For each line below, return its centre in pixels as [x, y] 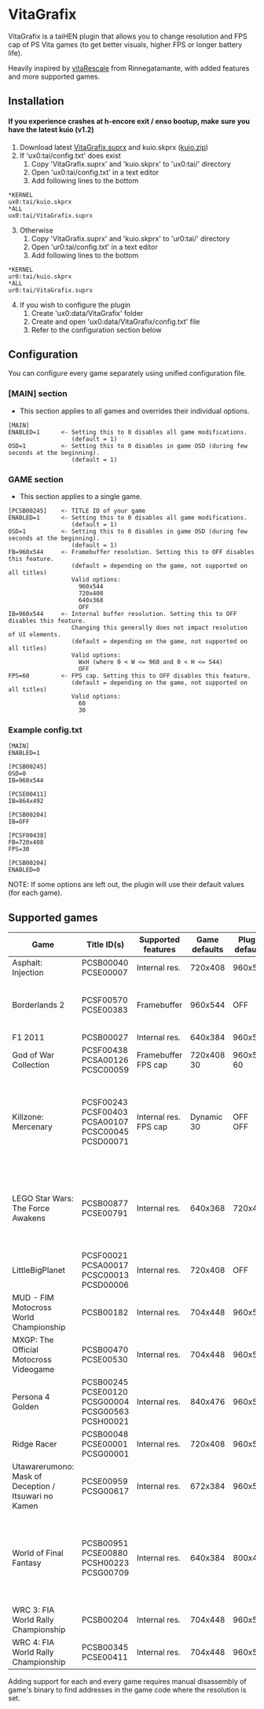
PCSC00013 [105, 1275]
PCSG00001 [105, 1454]
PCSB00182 [105, 1312]
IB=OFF [19, 822]
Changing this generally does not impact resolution [159, 627]
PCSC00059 [105, 1070]
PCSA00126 [105, 1060]
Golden [26, 1406]
